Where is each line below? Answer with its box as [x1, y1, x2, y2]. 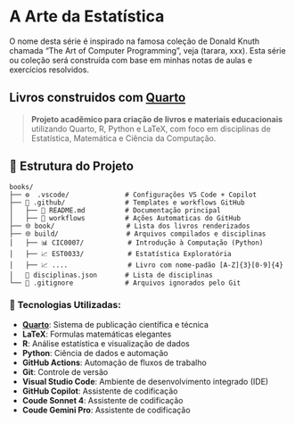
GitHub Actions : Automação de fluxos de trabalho [21, 357, 207, 368]
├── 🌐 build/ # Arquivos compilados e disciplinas [9, 229, 266, 238]
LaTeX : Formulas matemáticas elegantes [21, 328, 172, 339]
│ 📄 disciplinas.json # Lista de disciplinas [9, 270, 214, 279]
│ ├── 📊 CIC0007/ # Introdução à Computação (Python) [9, 238, 264, 247]
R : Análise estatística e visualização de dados [21, 337, 190, 349]
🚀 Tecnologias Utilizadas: [9, 299, 122, 312]
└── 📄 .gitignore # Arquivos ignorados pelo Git [9, 279, 242, 287]
